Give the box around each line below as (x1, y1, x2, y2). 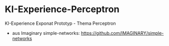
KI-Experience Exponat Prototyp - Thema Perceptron (5, 20, 116, 26)
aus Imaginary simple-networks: (12, 30, 80, 36)
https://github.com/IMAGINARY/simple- (80, 30, 164, 36)
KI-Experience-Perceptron (5, 4, 120, 15)
